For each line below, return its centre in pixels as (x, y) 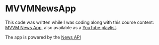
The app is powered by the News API (43, 37)
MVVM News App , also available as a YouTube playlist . (61, 27)
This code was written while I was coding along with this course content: (79, 22)
